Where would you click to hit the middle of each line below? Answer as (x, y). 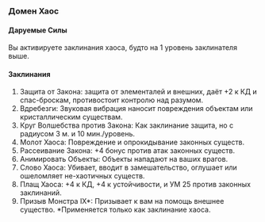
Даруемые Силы (38, 30)
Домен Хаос (34, 11)
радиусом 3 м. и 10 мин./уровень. (77, 134)
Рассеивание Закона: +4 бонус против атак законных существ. (127, 151)
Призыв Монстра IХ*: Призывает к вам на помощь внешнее (122, 201)
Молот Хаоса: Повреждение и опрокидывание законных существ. (132, 142)
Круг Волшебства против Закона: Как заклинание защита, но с (127, 125)
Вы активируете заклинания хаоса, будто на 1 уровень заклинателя (123, 48)
